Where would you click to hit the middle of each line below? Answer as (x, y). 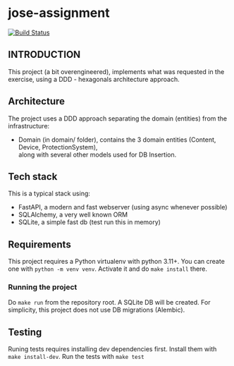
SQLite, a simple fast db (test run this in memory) (90, 222)
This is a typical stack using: (49, 194)
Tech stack (33, 177)
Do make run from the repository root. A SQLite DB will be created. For (109, 303)
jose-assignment (59, 13)
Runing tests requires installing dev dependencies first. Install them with (112, 349)
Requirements (39, 244)
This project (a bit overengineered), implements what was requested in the (116, 71)
